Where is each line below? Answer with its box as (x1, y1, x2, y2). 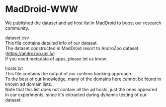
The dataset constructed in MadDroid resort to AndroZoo (5, 45, 122, 51)
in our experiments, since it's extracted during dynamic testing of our (5, 92, 147, 98)
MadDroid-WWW (5, 3, 79, 15)
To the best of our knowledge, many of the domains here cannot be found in (5, 76, 162, 82)
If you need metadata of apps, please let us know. (5, 55, 107, 61)
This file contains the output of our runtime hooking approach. (5, 70, 133, 76)
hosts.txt (5, 65, 23, 71)
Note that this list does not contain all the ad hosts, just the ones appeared (5, 86, 158, 92)
